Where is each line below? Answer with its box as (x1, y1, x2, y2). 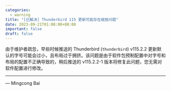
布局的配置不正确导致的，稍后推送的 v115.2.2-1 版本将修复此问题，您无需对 (5, 59, 162, 64)
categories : (5, 7, 31, 13)
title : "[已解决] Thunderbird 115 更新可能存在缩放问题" (5, 17, 119, 22)
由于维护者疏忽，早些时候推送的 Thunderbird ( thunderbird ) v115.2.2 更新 (5, 46, 157, 52)
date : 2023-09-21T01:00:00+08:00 (5, 21, 76, 27)
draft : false (5, 31, 33, 36)
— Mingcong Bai (5, 80, 40, 86)
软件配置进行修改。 (5, 65, 46, 71)
